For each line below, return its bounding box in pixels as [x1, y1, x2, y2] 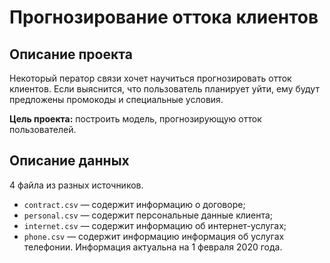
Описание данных [9, 152, 130, 170]
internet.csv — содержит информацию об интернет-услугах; [23, 219, 287, 231]
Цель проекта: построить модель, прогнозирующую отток [9, 113, 262, 125]
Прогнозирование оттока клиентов [9, 6, 319, 29]
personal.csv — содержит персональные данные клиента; [23, 209, 274, 221]
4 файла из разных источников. [9, 179, 144, 191]
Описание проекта [9, 46, 133, 63]
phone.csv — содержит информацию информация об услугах [23, 230, 285, 242]
